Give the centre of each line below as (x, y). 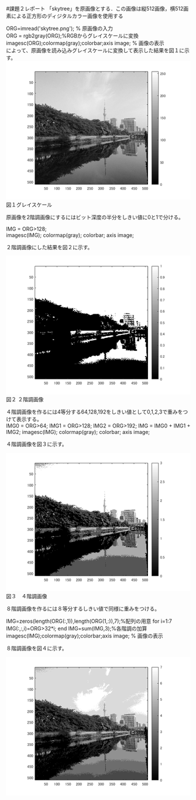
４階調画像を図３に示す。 (37, 444)
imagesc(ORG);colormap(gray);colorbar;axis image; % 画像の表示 (85, 43)
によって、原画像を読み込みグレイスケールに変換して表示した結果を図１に (95, 50)
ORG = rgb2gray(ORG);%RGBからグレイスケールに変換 (72, 36)
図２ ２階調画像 (25, 399)
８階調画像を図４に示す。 (37, 648)
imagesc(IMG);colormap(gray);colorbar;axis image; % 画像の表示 (85, 636)
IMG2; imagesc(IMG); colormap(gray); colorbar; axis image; (78, 432)
